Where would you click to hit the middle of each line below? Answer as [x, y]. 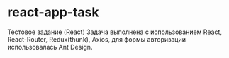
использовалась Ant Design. [50, 47]
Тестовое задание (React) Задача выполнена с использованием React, [114, 32]
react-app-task [53, 12]
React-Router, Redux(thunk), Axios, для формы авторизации [97, 39]
